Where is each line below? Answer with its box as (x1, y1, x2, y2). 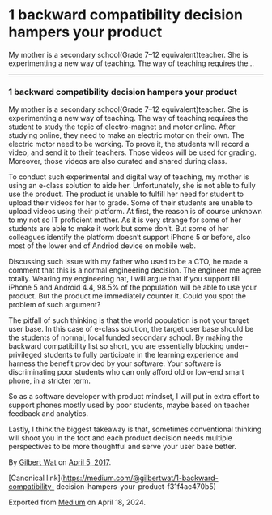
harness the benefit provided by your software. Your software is (8, 358, 222, 368)
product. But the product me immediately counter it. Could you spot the (8, 291, 247, 301)
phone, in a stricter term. (8, 376, 91, 386)
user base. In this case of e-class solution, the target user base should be (8, 324, 254, 334)
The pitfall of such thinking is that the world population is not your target (8, 315, 249, 325)
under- (225, 341, 249, 351)
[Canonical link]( (8, 473, 63, 483)
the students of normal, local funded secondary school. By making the (8, 333, 243, 342)
